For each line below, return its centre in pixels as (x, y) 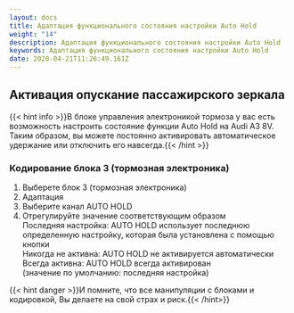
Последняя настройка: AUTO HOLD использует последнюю (136, 226)
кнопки (36, 244)
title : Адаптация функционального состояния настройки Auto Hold (133, 26)
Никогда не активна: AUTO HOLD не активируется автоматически (148, 254)
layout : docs (33, 17)
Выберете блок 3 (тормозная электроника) (104, 187)
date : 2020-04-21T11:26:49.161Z (69, 59)
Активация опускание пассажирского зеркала (147, 95)
